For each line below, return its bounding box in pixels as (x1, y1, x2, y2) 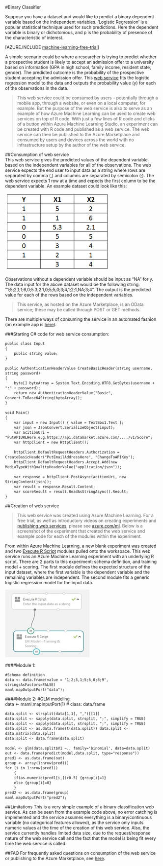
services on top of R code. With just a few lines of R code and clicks (17, 116, 155, 121)
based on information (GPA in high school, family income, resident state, (5, 64, 151, 70)
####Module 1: (5, 662, 36, 668)
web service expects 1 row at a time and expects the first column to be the (5, 178, 156, 184)
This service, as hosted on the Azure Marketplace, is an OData (17, 301, 144, 307)
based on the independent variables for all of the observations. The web (5, 162, 151, 168)
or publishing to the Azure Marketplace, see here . (5, 856, 106, 861)
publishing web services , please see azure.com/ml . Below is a (17, 523, 143, 528)
